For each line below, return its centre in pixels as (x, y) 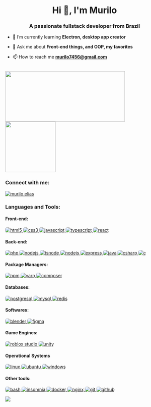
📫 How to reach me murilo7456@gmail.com (60, 57)
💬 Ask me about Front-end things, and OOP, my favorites (73, 47)
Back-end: (16, 241)
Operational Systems (28, 355)
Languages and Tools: (33, 207)
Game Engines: (21, 333)
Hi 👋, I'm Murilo (85, 10)
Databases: (18, 287)
